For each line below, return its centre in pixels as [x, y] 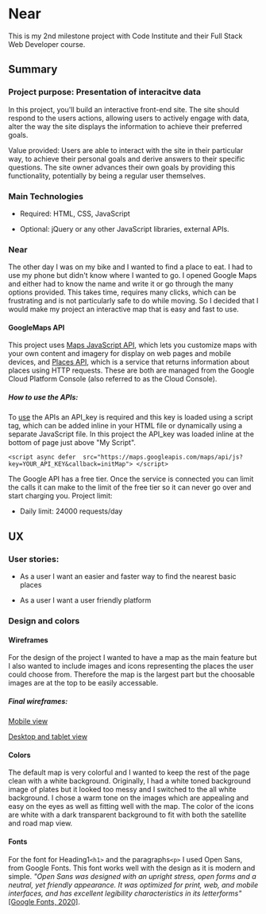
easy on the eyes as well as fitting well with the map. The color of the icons [131, 807]
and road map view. [40, 823]
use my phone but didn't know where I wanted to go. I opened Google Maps [133, 275]
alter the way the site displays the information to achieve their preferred [125, 126]
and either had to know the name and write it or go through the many [121, 284]
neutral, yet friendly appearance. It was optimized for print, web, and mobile [133, 885]
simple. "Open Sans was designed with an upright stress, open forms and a [132, 876]
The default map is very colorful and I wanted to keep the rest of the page [129, 772]
